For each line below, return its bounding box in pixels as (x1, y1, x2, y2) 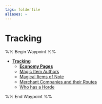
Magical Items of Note (19, 74, 64, 80)
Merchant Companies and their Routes (19, 79, 97, 85)
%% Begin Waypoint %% (5, 49, 56, 55)
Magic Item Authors (19, 69, 60, 75)
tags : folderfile (5, 7, 41, 12)
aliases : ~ (5, 12, 27, 17)
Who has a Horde (19, 84, 55, 90)
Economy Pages (19, 63, 53, 69)
